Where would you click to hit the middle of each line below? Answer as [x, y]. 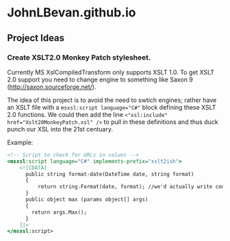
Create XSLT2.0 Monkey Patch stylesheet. [79, 58]
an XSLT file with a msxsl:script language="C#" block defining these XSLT [112, 107]
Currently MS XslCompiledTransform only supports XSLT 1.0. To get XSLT [111, 72]
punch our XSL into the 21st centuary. [60, 129]
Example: [20, 142]
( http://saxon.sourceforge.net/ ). [52, 86]
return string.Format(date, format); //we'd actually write [125, 187]
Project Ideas [36, 38]
